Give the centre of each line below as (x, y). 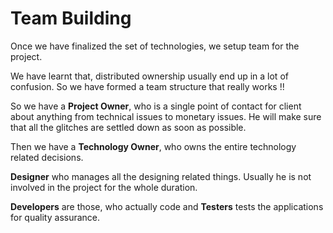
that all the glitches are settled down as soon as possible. (128, 127)
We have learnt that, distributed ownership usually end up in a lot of (149, 76)
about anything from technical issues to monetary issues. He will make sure (166, 116)
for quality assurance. (55, 217)
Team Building (71, 18)
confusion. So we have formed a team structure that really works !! (147, 86)
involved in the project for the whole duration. (104, 187)
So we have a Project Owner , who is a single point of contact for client (156, 106)
